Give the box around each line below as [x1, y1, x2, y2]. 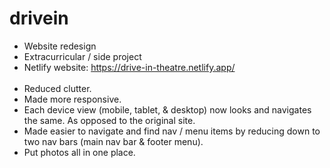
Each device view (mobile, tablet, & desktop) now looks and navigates [23, 103, 312, 116]
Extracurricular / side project [23, 50, 142, 62]
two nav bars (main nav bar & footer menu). [23, 135, 204, 147]
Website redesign [23, 40, 97, 52]
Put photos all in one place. [23, 146, 136, 158]
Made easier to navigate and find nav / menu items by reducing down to [23, 125, 321, 137]
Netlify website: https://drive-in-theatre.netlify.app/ [23, 61, 236, 73]
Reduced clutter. [23, 82, 92, 94]
